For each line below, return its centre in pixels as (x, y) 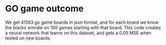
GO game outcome (44, 9)
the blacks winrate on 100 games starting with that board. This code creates (83, 27)
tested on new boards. (28, 38)
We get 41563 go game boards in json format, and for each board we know (82, 22)
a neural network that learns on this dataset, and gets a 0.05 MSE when (78, 33)
